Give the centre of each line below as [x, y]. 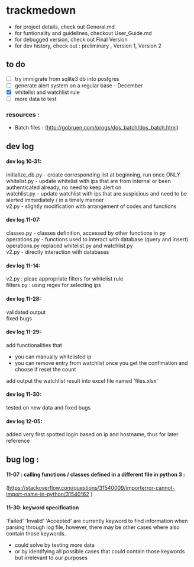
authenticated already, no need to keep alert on [64, 187]
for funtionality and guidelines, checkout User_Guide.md [83, 33]
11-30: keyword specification [43, 508]
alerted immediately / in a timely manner [55, 200]
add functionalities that [34, 345]
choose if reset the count [45, 369]
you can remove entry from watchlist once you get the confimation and [101, 363]
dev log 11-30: [24, 394]
